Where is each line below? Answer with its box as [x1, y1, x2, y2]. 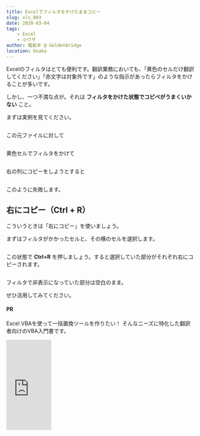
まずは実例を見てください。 [6, 113, 75, 120]
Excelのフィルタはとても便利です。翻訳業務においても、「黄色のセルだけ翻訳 [6, 65, 194, 72]
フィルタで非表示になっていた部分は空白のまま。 [6, 278, 127, 286]
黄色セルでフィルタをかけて [6, 149, 75, 157]
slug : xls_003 [6, 14, 42, 20]
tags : [6, 25, 20, 32]
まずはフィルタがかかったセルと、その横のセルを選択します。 [6, 235, 158, 242]
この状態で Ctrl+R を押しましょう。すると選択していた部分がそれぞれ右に [6, 253, 189, 260]
